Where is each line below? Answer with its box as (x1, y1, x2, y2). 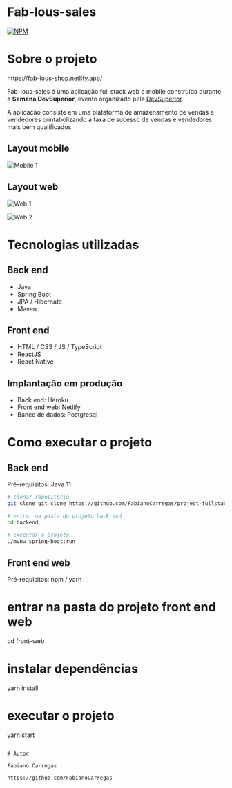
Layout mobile (7, 143, 70, 155)
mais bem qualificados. (7, 122, 74, 131)
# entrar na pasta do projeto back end (7, 512, 122, 520)
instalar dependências (7, 661, 139, 677)
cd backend (7, 519, 39, 526)
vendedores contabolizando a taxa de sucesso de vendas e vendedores (7, 115, 213, 124)
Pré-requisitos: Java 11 (7, 480, 71, 489)
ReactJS (17, 350, 41, 359)
